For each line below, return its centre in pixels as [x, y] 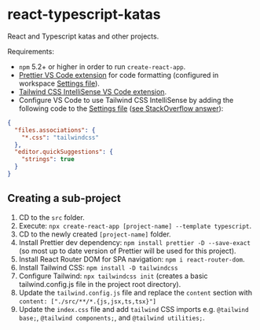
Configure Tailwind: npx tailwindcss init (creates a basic [113, 276]
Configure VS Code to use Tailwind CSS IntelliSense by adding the [126, 100]
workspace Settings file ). [59, 83]
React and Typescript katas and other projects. [83, 36]
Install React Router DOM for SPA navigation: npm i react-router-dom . [132, 259]
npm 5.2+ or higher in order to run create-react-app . [102, 66]
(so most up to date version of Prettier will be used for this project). [127, 251]
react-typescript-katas [84, 15]
